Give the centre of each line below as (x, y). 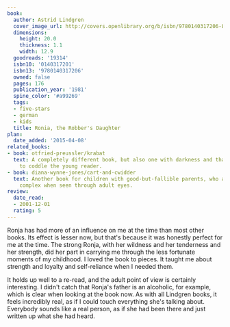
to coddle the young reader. (61, 166)
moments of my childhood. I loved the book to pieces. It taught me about (110, 259)
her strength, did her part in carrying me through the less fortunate (101, 252)
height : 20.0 (38, 39)
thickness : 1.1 (41, 45)
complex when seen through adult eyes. (76, 185)
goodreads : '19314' (41, 58)
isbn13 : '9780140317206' (49, 70)
